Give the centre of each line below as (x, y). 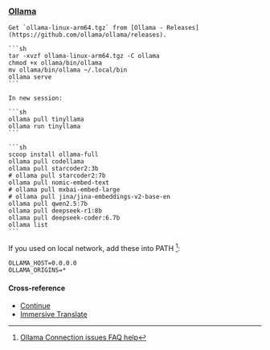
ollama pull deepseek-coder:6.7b (64, 218)
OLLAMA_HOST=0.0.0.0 (43, 263)
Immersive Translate (53, 315)
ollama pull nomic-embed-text (59, 183)
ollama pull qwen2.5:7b (48, 204)
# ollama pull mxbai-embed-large (64, 190)
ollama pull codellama (46, 162)
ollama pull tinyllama (46, 119)
